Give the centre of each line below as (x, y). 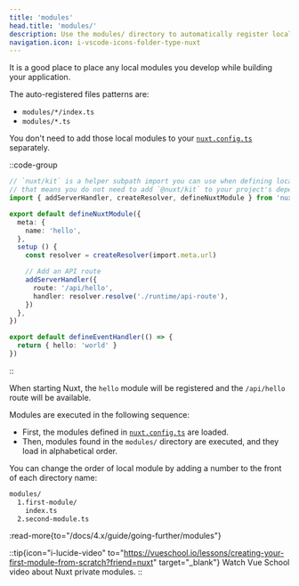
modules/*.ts (46, 122)
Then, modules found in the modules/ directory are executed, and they (150, 441)
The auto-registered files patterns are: (79, 94)
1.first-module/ (47, 502)
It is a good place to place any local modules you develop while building (141, 68)
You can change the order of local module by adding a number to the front (145, 468)
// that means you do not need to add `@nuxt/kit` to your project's (141, 190)
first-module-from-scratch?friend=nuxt (81, 563)
